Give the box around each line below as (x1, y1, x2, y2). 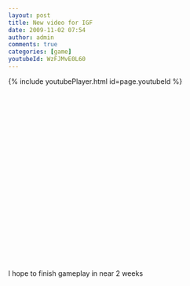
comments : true (8, 41, 58, 49)
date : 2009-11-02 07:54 (8, 26, 86, 34)
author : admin (8, 33, 55, 42)
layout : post (8, 11, 51, 20)
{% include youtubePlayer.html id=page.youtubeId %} (8, 76, 183, 86)
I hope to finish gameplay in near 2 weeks (8, 268, 144, 278)
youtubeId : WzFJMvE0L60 (8, 56, 86, 63)
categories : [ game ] (8, 48, 72, 56)
